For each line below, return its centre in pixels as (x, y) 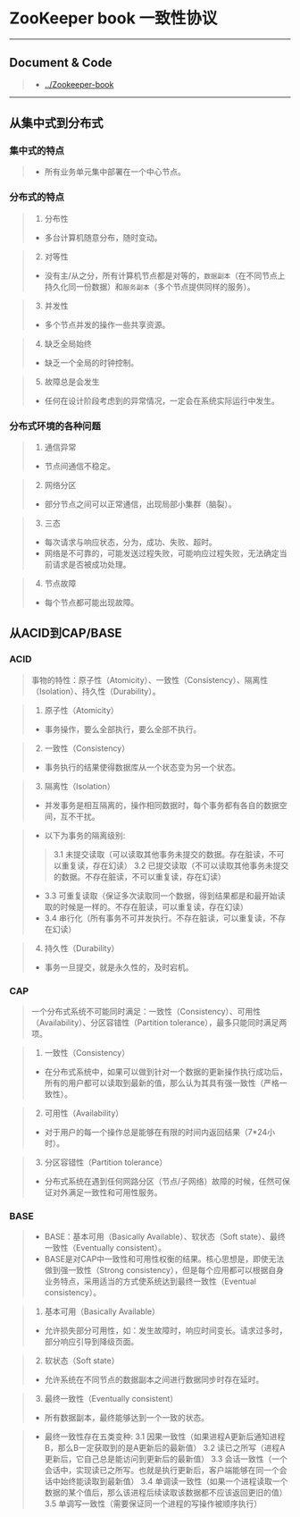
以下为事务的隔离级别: (85, 835)
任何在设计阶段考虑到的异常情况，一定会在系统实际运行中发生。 (162, 400)
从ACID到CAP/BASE (66, 633)
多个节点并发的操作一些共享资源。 (107, 324)
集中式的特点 (37, 151)
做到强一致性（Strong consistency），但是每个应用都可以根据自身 (164, 1270)
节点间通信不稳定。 (80, 467)
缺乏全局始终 (68, 343)
